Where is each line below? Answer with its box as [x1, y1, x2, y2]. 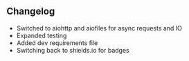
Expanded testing [16, 31, 67, 40]
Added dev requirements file [16, 38, 98, 47]
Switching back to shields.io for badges [16, 46, 129, 54]
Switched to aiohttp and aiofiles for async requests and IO [16, 24, 183, 32]
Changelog [6, 6, 55, 17]
